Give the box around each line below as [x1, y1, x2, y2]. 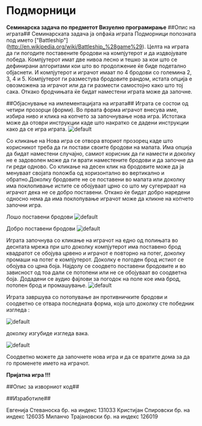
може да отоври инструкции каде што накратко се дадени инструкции [6, 119, 189, 126]
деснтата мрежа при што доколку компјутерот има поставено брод [6, 243, 181, 250]
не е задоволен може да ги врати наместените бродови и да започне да [6, 156, 194, 163]
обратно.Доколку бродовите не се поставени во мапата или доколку [6, 175, 186, 183]
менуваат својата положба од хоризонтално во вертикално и [6, 169, 165, 176]
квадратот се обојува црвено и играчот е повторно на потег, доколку [6, 249, 186, 257]
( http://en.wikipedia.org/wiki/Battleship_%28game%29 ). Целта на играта [6, 43, 189, 50]
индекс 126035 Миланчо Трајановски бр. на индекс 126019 [6, 413, 159, 420]
